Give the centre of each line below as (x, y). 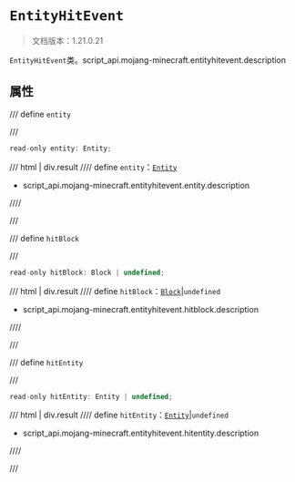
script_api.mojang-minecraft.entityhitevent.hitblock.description (141, 309)
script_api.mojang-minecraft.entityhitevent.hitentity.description (141, 433)
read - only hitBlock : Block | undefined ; (87, 272)
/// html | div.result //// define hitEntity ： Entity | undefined (119, 415)
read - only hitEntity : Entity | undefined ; (91, 396)
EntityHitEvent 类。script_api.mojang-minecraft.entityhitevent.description (148, 60)
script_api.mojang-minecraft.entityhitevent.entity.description (136, 185)
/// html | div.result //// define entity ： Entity (93, 167)
